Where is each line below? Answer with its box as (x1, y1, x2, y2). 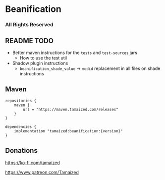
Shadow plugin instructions (12, 60, 68, 66)
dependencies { (5, 124, 37, 129)
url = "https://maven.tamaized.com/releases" (23, 107, 119, 112)
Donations (5, 146, 38, 155)
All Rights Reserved (5, 21, 54, 28)
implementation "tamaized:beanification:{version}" (14, 128, 123, 133)
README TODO (5, 36, 54, 45)
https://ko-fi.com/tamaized (5, 160, 60, 166)
